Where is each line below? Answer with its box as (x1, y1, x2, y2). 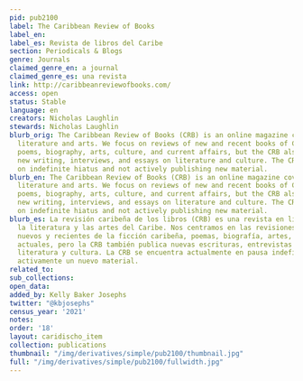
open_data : (9, 282, 50, 291)
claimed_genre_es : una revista (9, 72, 127, 81)
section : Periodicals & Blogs (9, 47, 124, 56)
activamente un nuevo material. (17, 256, 140, 266)
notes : (9, 315, 34, 325)
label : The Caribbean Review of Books (9, 22, 155, 31)
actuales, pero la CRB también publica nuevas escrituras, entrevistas (17, 240, 293, 249)
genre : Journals (9, 55, 70, 64)
